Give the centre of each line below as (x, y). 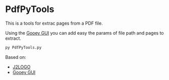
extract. (13, 38)
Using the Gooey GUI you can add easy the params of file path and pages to (84, 33)
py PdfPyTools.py (23, 47)
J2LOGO (21, 67)
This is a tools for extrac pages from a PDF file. (54, 23)
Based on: (16, 57)
